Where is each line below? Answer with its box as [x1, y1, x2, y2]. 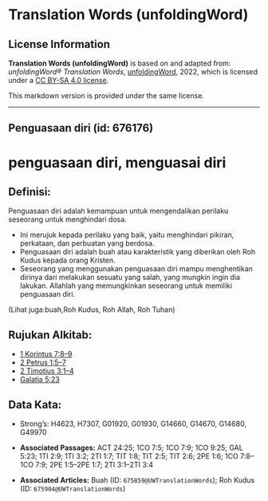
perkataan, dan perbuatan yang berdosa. [19, 239, 155, 248]
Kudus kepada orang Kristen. [19, 255, 116, 265]
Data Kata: [8, 397, 62, 412]
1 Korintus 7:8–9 [19, 349, 73, 359]
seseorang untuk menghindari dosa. [8, 215, 128, 224]
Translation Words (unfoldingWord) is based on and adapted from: [8, 58, 231, 68]
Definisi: [8, 185, 52, 199]
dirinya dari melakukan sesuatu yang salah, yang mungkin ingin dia [19, 273, 241, 282]
